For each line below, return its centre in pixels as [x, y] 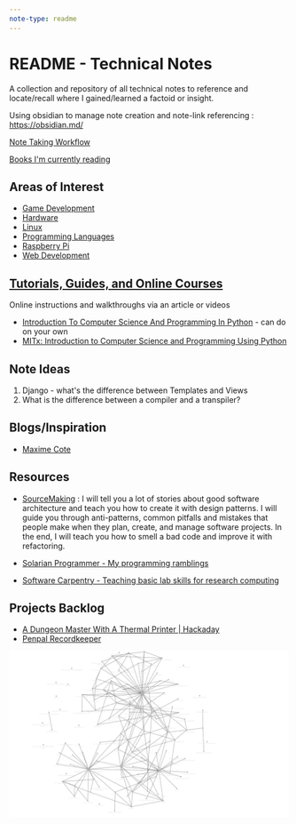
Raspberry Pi [46, 246]
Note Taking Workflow [50, 141]
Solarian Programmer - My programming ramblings [115, 563]
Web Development [56, 256]
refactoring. [43, 546]
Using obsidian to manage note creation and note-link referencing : [132, 115]
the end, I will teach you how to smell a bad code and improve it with [147, 536]
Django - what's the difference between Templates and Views [135, 390]
